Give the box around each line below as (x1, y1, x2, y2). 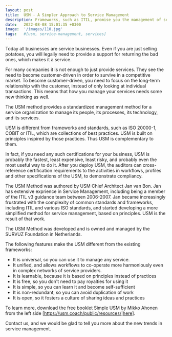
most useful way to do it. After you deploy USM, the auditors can (5, 162, 142, 168)
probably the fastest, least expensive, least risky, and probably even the (5, 156, 157, 163)
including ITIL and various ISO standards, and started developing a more (5, 205, 158, 211)
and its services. (5, 115, 40, 121)
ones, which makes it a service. (5, 57, 72, 62)
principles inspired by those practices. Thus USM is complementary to (5, 136, 154, 141)
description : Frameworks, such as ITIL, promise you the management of (5, 17, 161, 22)
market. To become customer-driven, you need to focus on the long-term (5, 78, 160, 83)
